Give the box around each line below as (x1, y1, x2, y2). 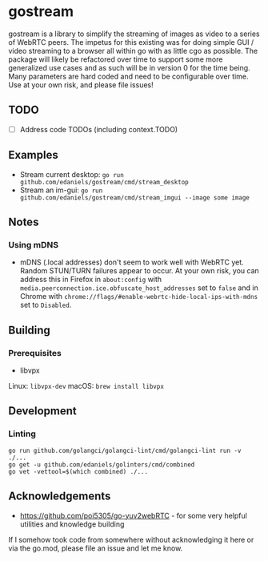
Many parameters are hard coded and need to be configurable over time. (8, 71, 250, 81)
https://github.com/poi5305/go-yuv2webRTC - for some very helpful (19, 511, 248, 520)
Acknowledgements (8, 490, 111, 503)
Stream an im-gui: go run (19, 185, 103, 195)
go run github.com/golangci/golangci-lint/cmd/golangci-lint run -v (8, 446, 242, 454)
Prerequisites (8, 347, 62, 358)
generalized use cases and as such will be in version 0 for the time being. (8, 63, 250, 72)
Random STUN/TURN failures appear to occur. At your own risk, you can (19, 266, 260, 276)
